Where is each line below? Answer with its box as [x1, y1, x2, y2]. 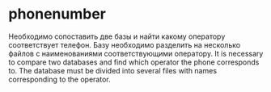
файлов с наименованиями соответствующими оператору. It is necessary [8, 48, 264, 58]
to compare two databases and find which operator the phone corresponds [8, 57, 260, 67]
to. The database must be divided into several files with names [8, 65, 217, 75]
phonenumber [8, 5, 107, 23]
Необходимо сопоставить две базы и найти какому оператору [8, 31, 226, 41]
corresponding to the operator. [8, 74, 111, 84]
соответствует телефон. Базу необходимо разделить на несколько [8, 40, 241, 49]
